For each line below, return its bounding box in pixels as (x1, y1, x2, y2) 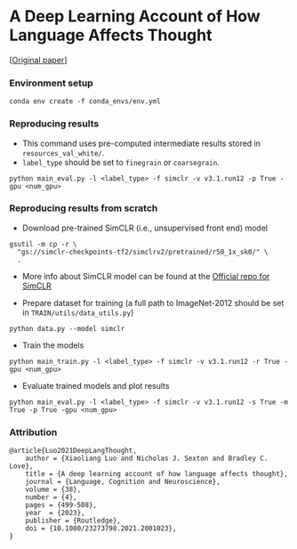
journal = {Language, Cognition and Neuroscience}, (25, 478, 221, 487)
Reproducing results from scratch (9, 202, 158, 214)
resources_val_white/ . (21, 147, 105, 157)
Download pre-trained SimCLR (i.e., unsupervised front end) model (21, 222, 269, 233)
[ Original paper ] (9, 54, 68, 65)
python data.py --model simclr (9, 324, 125, 333)
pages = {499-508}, (25, 501, 98, 510)
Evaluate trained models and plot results (21, 380, 170, 391)
